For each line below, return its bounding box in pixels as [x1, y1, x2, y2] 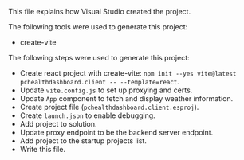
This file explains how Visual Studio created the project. [8, 7, 191, 16]
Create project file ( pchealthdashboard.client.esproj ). [19, 103, 199, 111]
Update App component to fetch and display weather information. [19, 94, 234, 103]
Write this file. [19, 145, 66, 154]
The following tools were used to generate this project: [8, 22, 188, 31]
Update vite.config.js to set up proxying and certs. [19, 85, 193, 95]
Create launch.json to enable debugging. [19, 111, 155, 120]
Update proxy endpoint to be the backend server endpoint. [19, 127, 214, 137]
